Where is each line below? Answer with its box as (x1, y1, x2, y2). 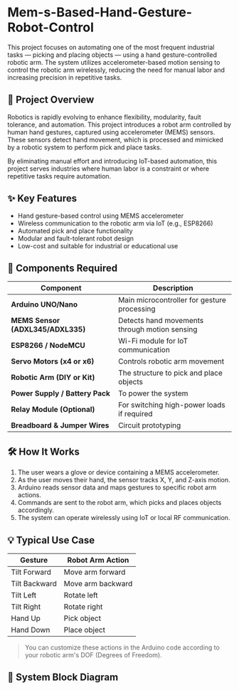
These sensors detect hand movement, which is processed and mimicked (7, 135, 224, 144)
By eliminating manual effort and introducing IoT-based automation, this (7, 156, 218, 165)
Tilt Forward (11, 567, 52, 577)
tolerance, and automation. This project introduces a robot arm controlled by (7, 120, 231, 129)
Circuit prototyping (118, 420, 181, 430)
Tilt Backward (11, 579, 57, 588)
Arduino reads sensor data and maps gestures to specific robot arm (17, 483, 217, 492)
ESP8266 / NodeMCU (11, 341, 85, 351)
